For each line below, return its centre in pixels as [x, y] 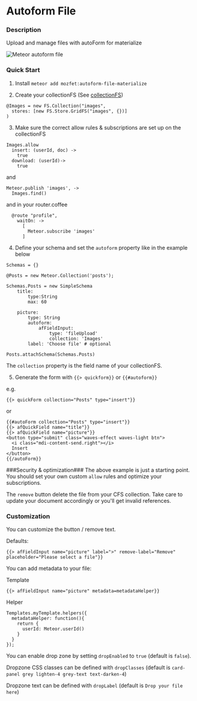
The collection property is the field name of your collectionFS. [84, 365]
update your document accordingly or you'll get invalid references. [89, 500]
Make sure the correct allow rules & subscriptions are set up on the [98, 127]
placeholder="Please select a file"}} [55, 557]
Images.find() [29, 193]
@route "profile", [35, 215]
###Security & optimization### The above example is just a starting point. [98, 470]
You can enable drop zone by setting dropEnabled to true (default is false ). [99, 656]
